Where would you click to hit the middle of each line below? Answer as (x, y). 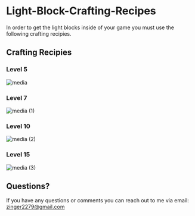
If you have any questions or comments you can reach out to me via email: (97, 201)
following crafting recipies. (39, 33)
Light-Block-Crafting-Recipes (81, 11)
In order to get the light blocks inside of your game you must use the (90, 27)
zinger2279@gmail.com (35, 207)
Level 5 (17, 70)
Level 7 (17, 98)
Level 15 (18, 155)
